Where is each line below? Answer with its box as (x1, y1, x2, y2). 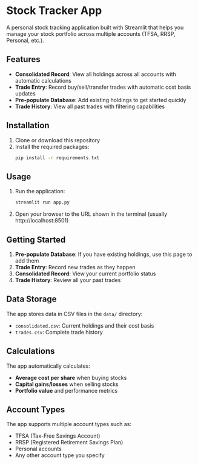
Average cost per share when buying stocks (15, 374, 127, 381)
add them (15, 257, 39, 264)
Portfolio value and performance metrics (15, 387, 118, 394)
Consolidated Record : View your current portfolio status (15, 270, 156, 277)
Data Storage (6, 294, 57, 305)
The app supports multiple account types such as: (6, 421, 132, 428)
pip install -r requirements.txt (15, 154, 100, 161)
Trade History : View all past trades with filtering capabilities (15, 103, 165, 110)
